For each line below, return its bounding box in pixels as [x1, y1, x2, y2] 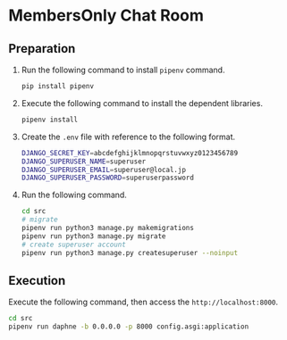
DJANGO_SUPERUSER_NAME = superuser [21, 157, 147, 166]
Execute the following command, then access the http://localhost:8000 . [8, 296, 279, 308]
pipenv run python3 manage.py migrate [21, 231, 166, 241]
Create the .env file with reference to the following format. [21, 131, 236, 142]
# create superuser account [21, 240, 126, 249]
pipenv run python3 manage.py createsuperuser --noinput [21, 248, 239, 257]
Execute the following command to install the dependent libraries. [21, 97, 263, 108]
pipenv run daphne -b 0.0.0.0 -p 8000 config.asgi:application [8, 322, 249, 331]
